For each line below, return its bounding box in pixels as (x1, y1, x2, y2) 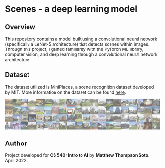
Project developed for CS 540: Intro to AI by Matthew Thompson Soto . (5, 152, 150, 158)
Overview (5, 23, 36, 31)
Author (5, 139, 27, 147)
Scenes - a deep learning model (5, 3, 137, 15)
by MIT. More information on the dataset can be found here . (5, 89, 126, 95)
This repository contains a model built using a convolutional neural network (5, 36, 157, 42)
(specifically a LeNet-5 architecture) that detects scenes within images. (5, 41, 150, 47)
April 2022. (5, 158, 28, 164)
